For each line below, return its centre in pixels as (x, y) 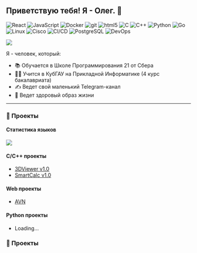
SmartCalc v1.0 (33, 175)
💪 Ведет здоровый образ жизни (54, 95)
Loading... (27, 228)
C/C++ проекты (26, 156)
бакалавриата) (33, 80)
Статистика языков (31, 130)
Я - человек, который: (34, 53)
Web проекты (24, 188)
